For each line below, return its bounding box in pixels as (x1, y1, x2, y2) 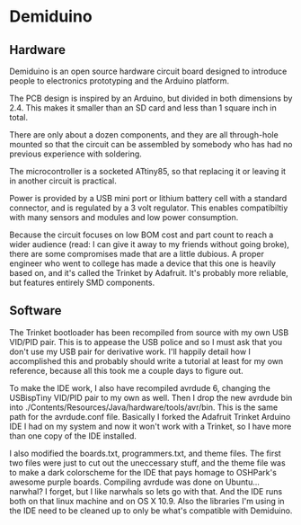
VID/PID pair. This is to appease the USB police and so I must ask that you (9, 336, 283, 347)
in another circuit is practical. (9, 175, 117, 186)
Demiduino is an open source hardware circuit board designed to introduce (9, 66, 288, 76)
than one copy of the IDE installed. (9, 430, 137, 441)
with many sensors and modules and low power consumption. (9, 212, 239, 222)
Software (9, 303, 62, 318)
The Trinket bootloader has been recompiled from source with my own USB (9, 326, 289, 338)
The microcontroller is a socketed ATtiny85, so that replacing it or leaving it (9, 166, 286, 176)
